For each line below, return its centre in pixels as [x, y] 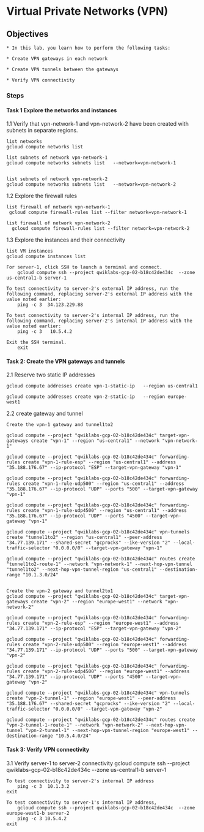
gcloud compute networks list [45, 147]
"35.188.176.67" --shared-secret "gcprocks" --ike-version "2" [89, 704]
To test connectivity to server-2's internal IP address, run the [93, 316]
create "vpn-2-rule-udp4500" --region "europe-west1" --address [106, 672]
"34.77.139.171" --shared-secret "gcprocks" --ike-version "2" [89, 543]
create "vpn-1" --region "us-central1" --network [95, 441]
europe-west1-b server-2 [38, 813]
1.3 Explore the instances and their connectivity [66, 240]
